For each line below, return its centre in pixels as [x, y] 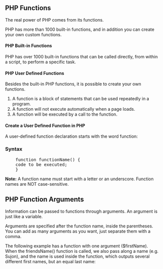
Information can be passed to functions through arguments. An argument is [81, 211]
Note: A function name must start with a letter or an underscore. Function [79, 179]
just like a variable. [24, 216]
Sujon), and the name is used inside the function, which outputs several [77, 256]
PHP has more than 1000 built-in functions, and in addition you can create [80, 29]
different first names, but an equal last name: [50, 261]
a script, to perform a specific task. [41, 62]
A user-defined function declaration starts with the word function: [72, 136]
